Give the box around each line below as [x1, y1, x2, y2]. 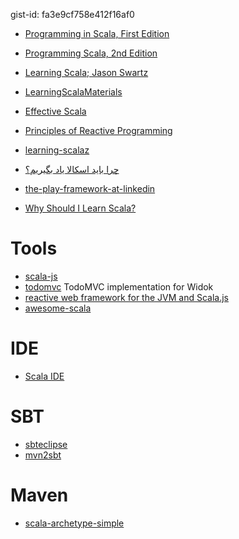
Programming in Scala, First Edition [24, 28, 170, 39]
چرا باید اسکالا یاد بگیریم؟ [24, 164, 120, 175]
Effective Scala [24, 105, 87, 117]
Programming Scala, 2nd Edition [24, 47, 158, 59]
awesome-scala [24, 302, 92, 314]
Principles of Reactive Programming [24, 125, 173, 136]
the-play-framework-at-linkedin [24, 183, 156, 194]
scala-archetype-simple [24, 517, 125, 529]
